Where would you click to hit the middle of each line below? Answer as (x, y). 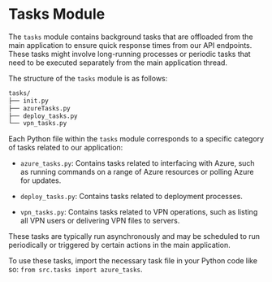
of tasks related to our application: (66, 148)
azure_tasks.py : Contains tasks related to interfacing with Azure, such (137, 163)
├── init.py (28, 101)
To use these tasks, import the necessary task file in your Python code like (133, 261)
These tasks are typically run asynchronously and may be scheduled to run (134, 236)
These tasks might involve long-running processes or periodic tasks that (130, 54)
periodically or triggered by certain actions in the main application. (119, 245)
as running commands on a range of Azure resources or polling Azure (137, 172)
